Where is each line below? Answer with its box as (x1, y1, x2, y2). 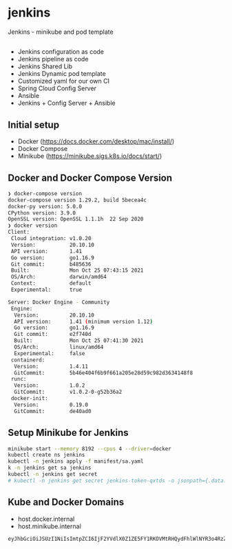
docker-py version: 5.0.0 (8, 203, 82, 210)
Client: (8, 229, 30, 236)
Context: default (10, 280, 92, 287)
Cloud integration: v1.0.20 (10, 235, 92, 242)
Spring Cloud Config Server (17, 84, 97, 92)
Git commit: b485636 (10, 261, 92, 268)
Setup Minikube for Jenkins (8, 427, 129, 439)
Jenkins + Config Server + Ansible (17, 99, 116, 108)
